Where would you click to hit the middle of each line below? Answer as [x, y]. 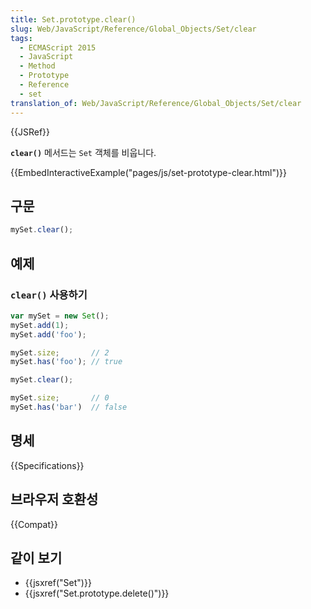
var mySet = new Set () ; [60, 316]
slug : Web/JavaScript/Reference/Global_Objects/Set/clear [133, 29]
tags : [21, 38]
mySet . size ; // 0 [60, 398]
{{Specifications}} [47, 465]
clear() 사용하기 [49, 294]
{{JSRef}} [30, 132]
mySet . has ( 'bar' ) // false [69, 407]
